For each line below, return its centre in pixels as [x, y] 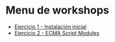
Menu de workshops [57, 10]
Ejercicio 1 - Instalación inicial [50, 27]
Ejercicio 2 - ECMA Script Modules [57, 33]
